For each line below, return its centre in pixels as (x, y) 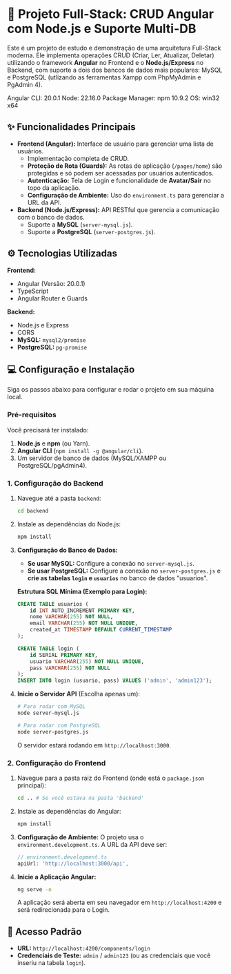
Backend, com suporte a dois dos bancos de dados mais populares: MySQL (115, 70)
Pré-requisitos (32, 415)
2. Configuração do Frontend (57, 763)
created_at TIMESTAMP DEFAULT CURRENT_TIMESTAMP (101, 630)
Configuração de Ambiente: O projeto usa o (80, 837)
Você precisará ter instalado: (48, 430)
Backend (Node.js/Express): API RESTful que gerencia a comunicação (118, 209)
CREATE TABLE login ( (48, 649)
